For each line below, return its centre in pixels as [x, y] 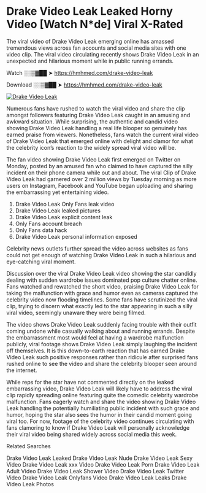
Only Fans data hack [41, 230]
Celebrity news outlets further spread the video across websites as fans [97, 248]
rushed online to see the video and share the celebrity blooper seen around [102, 363]
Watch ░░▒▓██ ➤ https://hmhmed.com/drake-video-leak [80, 72]
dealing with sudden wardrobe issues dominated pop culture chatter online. [102, 280]
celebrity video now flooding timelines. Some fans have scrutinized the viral [102, 300]
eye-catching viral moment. [41, 262]
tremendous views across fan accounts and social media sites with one [96, 48]
